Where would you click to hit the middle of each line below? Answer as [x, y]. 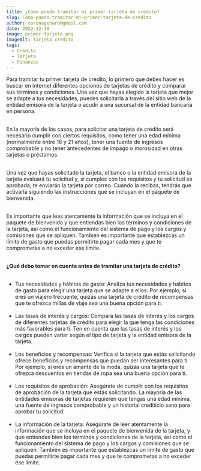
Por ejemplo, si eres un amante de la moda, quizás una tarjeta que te [100, 367]
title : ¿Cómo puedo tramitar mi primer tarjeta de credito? [83, 12]
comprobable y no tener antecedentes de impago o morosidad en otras [94, 148]
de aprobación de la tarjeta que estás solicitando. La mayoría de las [98, 392]
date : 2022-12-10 [28, 28]
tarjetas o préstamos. [32, 154]
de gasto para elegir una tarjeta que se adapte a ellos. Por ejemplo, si [100, 290]
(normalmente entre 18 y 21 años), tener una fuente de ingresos [85, 142]
